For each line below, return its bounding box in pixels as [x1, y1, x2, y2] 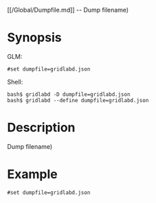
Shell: [7, 77, 23, 86]
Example [7, 167, 58, 182]
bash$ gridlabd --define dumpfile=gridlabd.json [7, 97, 149, 104]
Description [7, 120, 76, 136]
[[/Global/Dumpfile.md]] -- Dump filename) [7, 6, 129, 14]
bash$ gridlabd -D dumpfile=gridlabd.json [7, 91, 131, 98]
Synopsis [7, 30, 62, 45]
